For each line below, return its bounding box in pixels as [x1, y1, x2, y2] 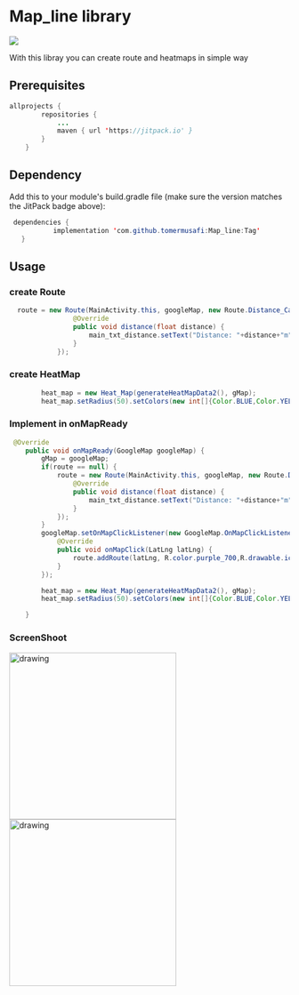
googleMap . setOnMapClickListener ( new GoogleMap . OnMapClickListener [41, 529, 296, 538]
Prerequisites [9, 78, 85, 93]
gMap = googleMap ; [41, 454, 109, 463]
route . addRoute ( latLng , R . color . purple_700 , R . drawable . [72, 553, 285, 562]
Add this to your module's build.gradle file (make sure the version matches [9, 191, 283, 202]
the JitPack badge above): [9, 200, 106, 211]
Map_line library [9, 6, 132, 27]
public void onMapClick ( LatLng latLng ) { [56, 545, 214, 555]
